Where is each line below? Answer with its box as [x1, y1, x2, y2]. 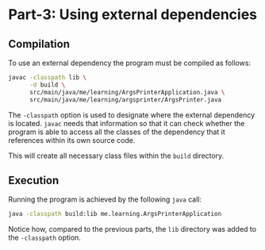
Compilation [8, 37, 70, 51]
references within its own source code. [8, 135, 136, 144]
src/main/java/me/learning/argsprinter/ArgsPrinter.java [29, 95, 222, 104]
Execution [8, 173, 60, 187]
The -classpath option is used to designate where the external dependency [8, 110, 255, 120]
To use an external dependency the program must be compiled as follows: [8, 58, 252, 67]
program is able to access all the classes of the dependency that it [8, 127, 226, 137]
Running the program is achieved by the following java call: [8, 194, 202, 204]
